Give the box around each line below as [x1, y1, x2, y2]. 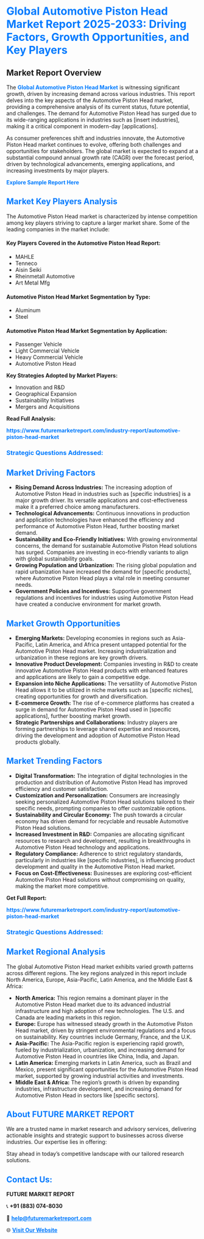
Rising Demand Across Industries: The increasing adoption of [15, 484, 172, 491]
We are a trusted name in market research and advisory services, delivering [6, 1125, 197, 1133]
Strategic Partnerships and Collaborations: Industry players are [15, 719, 178, 726]
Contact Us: [6, 1174, 53, 1185]
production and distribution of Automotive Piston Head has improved [15, 779, 188, 786]
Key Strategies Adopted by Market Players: [6, 372, 118, 379]
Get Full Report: [6, 894, 47, 901]
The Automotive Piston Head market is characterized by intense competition [6, 213, 198, 220]
